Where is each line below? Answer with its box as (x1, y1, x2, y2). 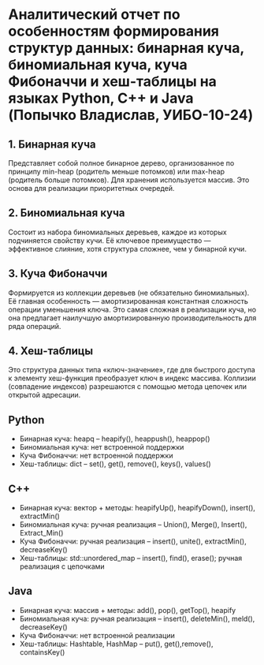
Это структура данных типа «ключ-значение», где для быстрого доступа (8, 365, 256, 375)
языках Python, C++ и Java (8, 89, 195, 107)
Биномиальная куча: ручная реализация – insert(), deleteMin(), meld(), (19, 614, 255, 623)
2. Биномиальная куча (8, 207, 125, 220)
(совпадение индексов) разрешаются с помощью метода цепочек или (8, 382, 247, 391)
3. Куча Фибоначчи (8, 267, 108, 281)
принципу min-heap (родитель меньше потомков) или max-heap (8, 167, 225, 176)
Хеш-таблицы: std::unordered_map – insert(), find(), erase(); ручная (19, 554, 243, 563)
